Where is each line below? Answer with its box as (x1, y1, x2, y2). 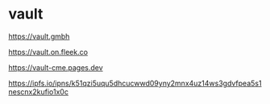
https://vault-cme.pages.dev (8, 62, 103, 73)
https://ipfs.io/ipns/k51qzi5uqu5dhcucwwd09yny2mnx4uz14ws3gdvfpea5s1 (8, 78, 262, 88)
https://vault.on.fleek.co (8, 47, 89, 56)
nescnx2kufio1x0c (8, 86, 69, 97)
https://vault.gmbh (8, 31, 70, 41)
